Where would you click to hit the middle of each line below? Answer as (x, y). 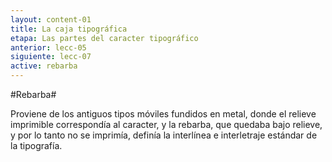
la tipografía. (36, 145)
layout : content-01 (51, 19)
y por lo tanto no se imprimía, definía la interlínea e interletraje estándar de (164, 135)
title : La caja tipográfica (69, 29)
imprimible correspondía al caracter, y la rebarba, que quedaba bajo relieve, (166, 124)
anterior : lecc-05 (48, 47)
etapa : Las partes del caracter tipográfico (104, 38)
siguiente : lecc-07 (51, 57)
